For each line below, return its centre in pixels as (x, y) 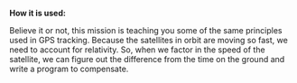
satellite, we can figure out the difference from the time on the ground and (147, 59)
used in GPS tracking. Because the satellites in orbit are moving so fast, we (149, 40)
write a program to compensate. (69, 69)
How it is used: (37, 13)
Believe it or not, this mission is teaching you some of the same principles (146, 30)
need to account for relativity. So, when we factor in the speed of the (137, 50)
